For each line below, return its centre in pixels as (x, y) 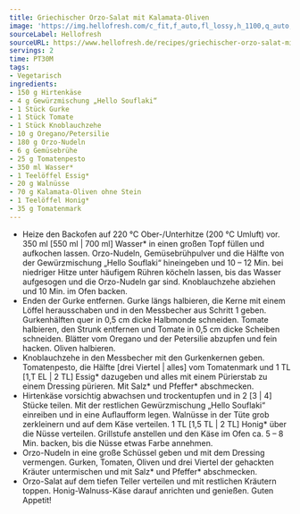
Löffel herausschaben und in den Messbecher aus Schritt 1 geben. (144, 310)
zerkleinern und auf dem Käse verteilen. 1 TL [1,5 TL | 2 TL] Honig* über (154, 424)
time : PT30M (31, 59)
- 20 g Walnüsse (39, 184)
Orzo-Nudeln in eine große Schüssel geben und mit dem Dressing (143, 452)
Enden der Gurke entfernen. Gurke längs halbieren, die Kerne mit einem (154, 300)
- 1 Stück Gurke (39, 109)
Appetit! (37, 500)
